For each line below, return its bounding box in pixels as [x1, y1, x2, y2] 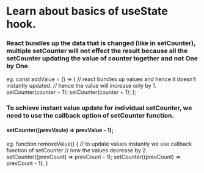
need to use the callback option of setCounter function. [6, 111, 174, 120]
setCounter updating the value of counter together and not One [6, 54, 199, 63]
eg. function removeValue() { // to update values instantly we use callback [6, 140, 192, 147]
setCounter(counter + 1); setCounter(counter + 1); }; [6, 88, 137, 96]
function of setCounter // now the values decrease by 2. [6, 146, 148, 154]
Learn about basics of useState [6, 4, 168, 18]
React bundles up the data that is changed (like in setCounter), [6, 39, 196, 48]
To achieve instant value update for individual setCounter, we [6, 104, 192, 112]
